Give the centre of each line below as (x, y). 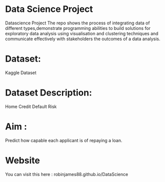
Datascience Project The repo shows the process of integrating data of (78, 23)
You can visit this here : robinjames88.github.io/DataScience (67, 174)
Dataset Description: (49, 93)
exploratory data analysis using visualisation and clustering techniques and (82, 33)
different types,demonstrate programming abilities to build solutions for (78, 28)
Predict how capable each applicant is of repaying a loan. (64, 140)
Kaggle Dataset (21, 73)
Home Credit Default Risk (31, 106)
